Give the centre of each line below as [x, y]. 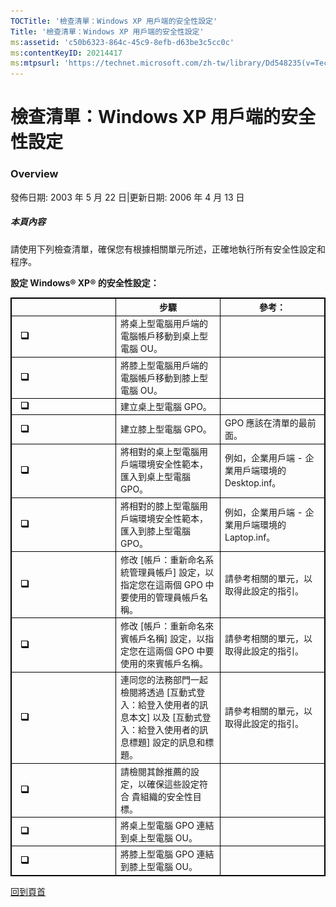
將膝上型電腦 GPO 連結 [167, 854]
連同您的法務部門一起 [164, 680]
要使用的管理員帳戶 [160, 597]
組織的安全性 [166, 796]
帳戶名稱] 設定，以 [167, 639]
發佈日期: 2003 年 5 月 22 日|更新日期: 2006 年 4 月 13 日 [127, 197]
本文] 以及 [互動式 [165, 717]
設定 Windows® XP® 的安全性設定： [85, 282]
